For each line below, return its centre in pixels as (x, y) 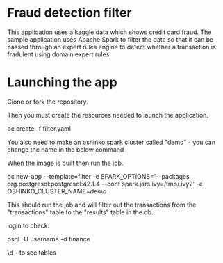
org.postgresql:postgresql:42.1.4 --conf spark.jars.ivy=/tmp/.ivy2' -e (105, 184)
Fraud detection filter (69, 13)
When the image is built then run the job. (65, 163)
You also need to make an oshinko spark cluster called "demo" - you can (111, 142)
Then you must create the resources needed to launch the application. (108, 115)
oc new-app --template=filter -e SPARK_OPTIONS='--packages (98, 176)
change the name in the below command (66, 149)
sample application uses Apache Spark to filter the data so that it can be (110, 39)
